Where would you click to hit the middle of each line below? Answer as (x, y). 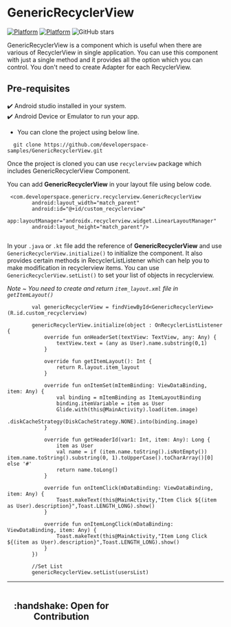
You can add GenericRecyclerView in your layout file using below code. (109, 184)
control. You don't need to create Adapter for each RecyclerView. (99, 67)
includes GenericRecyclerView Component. (69, 171)
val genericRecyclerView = (70, 307)
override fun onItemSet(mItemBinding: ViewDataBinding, (125, 385)
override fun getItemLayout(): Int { (98, 361)
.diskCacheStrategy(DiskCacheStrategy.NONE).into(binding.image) (102, 422)
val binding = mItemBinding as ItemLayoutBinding (129, 398)
